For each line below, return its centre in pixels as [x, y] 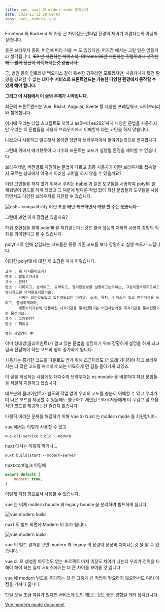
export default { [23, 475]
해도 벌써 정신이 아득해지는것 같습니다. [42, 63]
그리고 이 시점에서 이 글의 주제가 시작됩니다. [47, 96]
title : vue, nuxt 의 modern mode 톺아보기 [47, 10]
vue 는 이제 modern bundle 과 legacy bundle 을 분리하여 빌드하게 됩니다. [76, 504]
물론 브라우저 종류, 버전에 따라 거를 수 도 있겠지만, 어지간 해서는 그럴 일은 [75, 50]
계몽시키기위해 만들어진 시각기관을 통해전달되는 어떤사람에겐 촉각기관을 [79, 308]
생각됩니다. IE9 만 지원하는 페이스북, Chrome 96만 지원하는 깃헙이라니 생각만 [84, 56]
